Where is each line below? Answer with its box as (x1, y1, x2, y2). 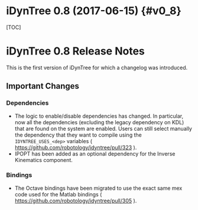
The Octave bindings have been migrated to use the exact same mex (14, 185, 183, 192)
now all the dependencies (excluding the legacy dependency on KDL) (14, 118, 184, 125)
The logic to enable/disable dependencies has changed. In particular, (14, 112, 184, 119)
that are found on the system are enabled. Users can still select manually (14, 125, 192, 132)
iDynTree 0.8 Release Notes (6, 44, 145, 58)
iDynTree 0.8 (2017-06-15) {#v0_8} (6, 4, 181, 18)
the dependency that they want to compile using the (14, 131, 142, 138)
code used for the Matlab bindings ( (14, 190, 102, 198)
